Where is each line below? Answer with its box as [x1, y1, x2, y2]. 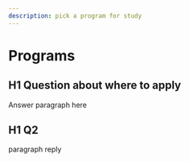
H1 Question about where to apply [8, 78, 182, 93]
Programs [8, 46, 76, 64]
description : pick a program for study [8, 11, 142, 20]
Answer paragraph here [8, 100, 87, 110]
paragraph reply [8, 144, 62, 154]
